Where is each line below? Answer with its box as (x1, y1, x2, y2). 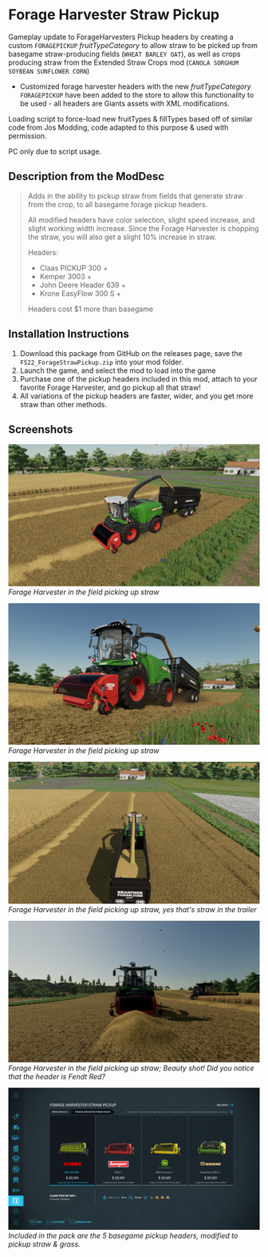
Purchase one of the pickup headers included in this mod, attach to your (19, 374, 258, 383)
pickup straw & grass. (8, 1239, 81, 1249)
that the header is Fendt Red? (8, 1072, 106, 1082)
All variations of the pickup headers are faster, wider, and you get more (19, 390, 254, 401)
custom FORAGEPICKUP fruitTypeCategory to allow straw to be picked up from (8, 40, 258, 50)
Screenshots (8, 422, 73, 436)
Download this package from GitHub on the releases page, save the (19, 348, 243, 358)
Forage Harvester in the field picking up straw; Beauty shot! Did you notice (8, 1063, 254, 1073)
